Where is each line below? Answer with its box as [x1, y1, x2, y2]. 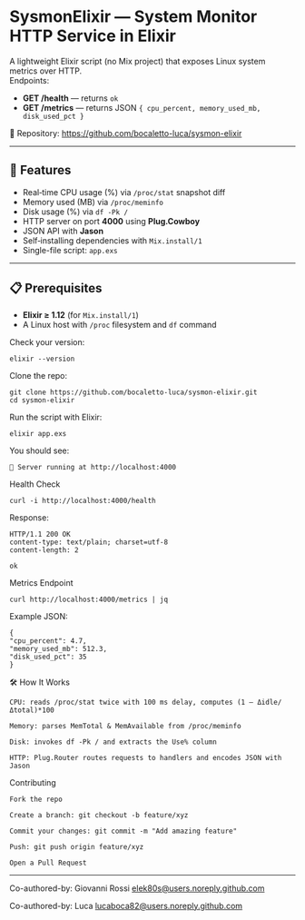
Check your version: [9, 336, 85, 347]
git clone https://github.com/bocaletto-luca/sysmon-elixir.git [9, 388, 258, 397]
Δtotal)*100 [9, 706, 54, 715]
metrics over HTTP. [9, 65, 83, 76]
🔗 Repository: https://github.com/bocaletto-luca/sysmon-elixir [9, 127, 242, 138]
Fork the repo [9, 795, 64, 804]
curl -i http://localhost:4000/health [9, 496, 156, 505]
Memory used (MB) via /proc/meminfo [22, 196, 163, 207]
